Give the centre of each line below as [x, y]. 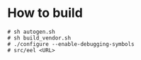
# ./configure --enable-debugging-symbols [71, 44]
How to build [45, 13]
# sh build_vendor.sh [39, 38]
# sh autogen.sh [31, 32]
